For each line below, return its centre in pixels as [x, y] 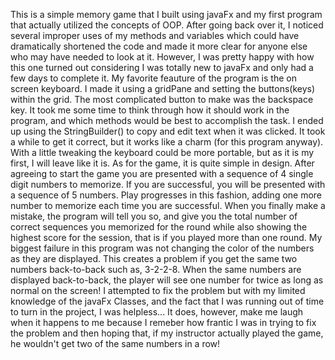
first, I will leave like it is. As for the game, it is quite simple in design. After [162, 163]
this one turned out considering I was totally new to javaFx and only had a [162, 67]
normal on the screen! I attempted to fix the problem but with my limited [158, 290]
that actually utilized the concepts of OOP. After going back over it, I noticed [167, 25]
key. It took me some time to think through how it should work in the [150, 110]
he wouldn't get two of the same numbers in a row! [115, 343]
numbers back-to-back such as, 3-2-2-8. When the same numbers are [156, 269]
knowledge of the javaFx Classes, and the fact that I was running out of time [167, 301]
